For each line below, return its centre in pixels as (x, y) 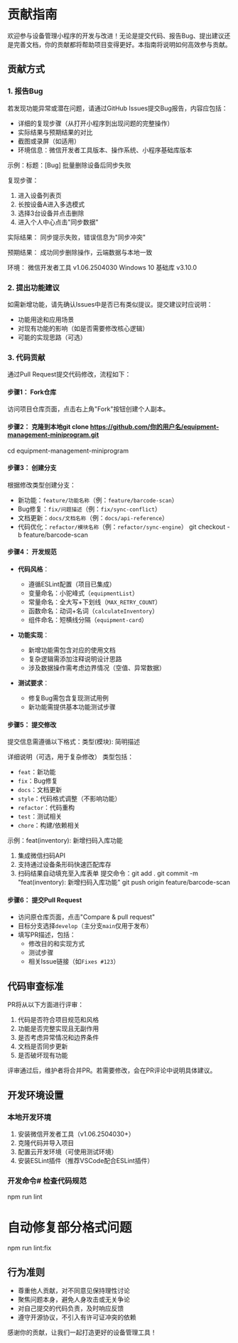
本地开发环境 (29, 1117)
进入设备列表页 (39, 195)
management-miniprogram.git (53, 435)
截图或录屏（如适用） (49, 141)
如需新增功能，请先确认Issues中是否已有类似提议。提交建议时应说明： (110, 304)
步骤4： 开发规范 (32, 552)
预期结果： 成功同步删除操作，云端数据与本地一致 (80, 252)
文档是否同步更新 (43, 1046)
